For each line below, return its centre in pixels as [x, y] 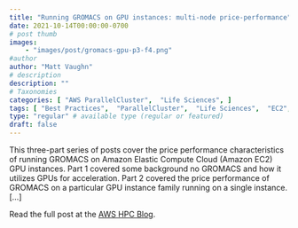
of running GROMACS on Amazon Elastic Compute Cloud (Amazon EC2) [141, 159]
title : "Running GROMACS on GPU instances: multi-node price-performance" [150, 17]
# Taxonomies [33, 91]
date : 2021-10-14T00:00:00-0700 [69, 26]
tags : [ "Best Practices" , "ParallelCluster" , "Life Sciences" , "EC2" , [150, 108]
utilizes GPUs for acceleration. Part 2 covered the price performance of [140, 178]
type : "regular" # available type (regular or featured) [117, 116]
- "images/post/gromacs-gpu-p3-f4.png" [99, 51]
